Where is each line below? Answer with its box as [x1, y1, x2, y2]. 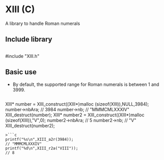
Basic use [5, 68, 37, 77]
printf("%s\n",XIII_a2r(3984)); [5, 137, 74, 142]
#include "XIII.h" [5, 53, 40, 59]
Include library [5, 35, 52, 44]
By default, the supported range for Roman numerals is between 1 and [12, 81, 159, 87]
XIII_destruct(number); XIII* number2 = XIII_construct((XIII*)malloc [5, 112, 145, 118]
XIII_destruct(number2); [5, 122, 55, 129]
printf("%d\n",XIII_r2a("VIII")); [5, 146, 79, 151]
